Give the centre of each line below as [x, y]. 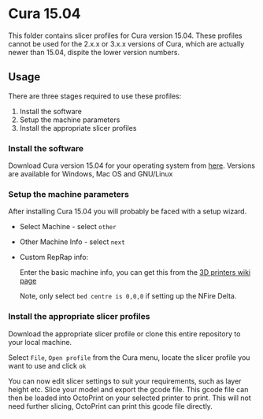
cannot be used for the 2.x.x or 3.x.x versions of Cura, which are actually [126, 43]
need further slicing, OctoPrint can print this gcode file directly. [110, 406]
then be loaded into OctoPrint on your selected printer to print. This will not [130, 398]
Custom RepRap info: [54, 258]
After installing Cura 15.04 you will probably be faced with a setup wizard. [128, 211]
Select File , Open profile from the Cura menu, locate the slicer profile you [129, 357]
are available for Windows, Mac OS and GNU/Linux [91, 174]
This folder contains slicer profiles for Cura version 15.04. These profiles [125, 35]
